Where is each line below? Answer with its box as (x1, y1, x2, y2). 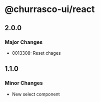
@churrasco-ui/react (4, 4, 95, 15)
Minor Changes (4, 79, 43, 86)
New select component (11, 91, 60, 97)
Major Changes (4, 39, 43, 46)
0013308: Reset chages (11, 50, 61, 56)
